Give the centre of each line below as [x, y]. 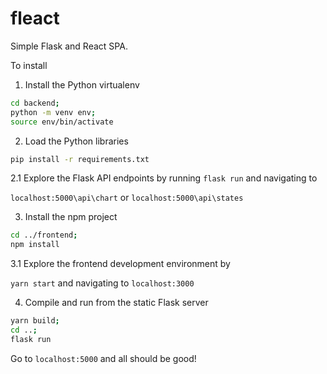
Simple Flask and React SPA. [69, 46]
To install [29, 65]
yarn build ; [35, 321]
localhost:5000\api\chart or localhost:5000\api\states [127, 198]
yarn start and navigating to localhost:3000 [102, 283]
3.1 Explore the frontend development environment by [120, 264]
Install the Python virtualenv [82, 84]
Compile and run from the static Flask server [116, 303]
